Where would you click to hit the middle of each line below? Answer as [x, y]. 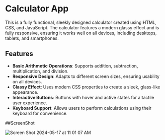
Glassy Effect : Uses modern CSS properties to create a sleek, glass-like [86, 87]
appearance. [25, 92]
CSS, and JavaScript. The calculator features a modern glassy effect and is [82, 27]
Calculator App [37, 9]
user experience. [30, 103]
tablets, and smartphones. [32, 38]
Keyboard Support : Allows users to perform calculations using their [82, 108]
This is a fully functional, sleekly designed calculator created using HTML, [81, 22]
